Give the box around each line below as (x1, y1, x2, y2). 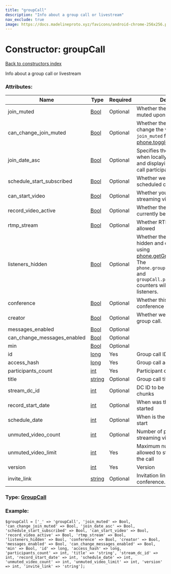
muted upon (136, 111, 165, 118)
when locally (136, 154, 167, 161)
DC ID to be (136, 384, 164, 391)
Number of (136, 428, 163, 435)
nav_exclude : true (5, 17, 44, 22)
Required (109, 97, 132, 104)
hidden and (136, 240, 164, 247)
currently (136, 210, 159, 218)
